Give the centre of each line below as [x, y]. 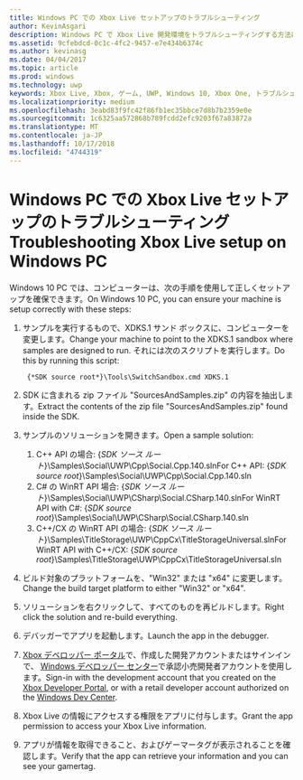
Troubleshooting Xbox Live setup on [148, 242]
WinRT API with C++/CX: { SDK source [107, 550]
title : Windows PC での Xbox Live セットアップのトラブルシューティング [135, 18]
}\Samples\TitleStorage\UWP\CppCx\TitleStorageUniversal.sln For [165, 540]
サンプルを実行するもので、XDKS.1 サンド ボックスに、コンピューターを [156, 327]
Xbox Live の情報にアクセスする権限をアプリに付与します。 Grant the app [157, 716]
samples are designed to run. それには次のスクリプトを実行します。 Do [154, 350]
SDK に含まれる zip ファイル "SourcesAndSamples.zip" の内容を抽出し [154, 395]
